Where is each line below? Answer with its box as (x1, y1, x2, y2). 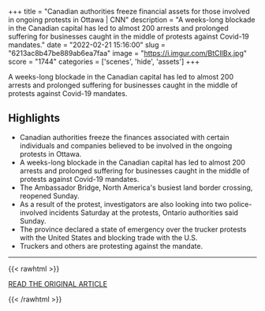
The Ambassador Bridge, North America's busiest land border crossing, (19, 183, 253, 192)
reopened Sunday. (19, 191, 80, 200)
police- (228, 199, 252, 209)
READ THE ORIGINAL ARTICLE (8, 279, 108, 288)
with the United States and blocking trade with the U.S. (19, 232, 198, 243)
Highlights (8, 112, 61, 125)
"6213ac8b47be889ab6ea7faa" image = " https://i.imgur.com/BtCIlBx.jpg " (8, 49, 247, 57)
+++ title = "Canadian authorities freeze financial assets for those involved (8, 7, 250, 16)
